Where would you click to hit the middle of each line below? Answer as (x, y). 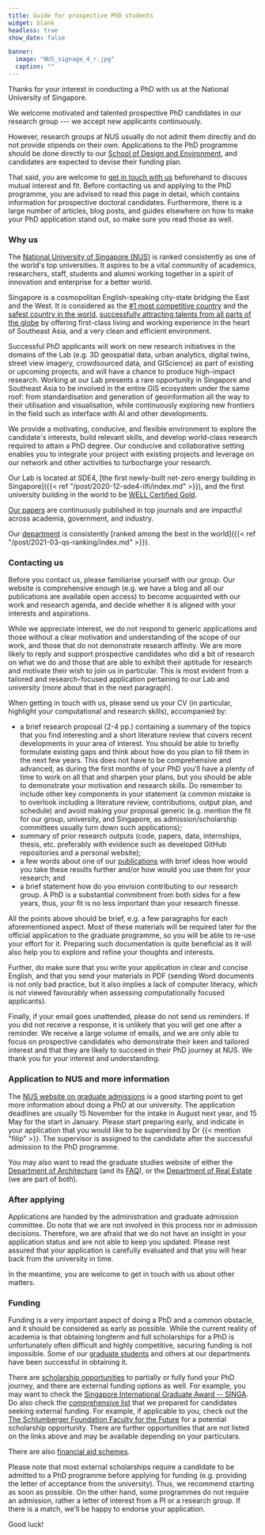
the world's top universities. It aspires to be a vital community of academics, (132, 265)
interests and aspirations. (49, 613)
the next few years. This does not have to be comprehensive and (125, 760)
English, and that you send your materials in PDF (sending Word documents (131, 976)
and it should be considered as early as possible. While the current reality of (132, 1328)
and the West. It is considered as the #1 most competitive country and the (128, 306)
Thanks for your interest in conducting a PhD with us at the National (119, 89)
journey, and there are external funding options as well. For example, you (127, 1386)
